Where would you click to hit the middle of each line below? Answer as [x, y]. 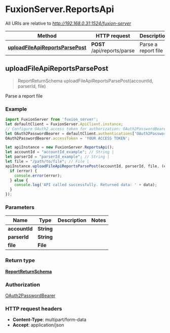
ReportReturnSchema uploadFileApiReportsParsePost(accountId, [85, 81]
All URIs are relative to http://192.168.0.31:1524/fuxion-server [68, 23]
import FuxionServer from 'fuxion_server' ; [52, 120]
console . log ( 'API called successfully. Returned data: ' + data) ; [86, 185]
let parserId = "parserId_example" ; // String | [57, 157]
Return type [20, 260]
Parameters [20, 207]
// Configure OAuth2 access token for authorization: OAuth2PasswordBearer [87, 129]
